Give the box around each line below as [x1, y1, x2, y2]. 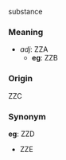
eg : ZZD [8, 129, 35, 139]
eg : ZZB [31, 53, 58, 63]
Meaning [8, 26, 44, 37]
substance [8, 7, 43, 16]
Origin [8, 73, 33, 84]
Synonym [8, 111, 46, 122]
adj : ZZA [19, 45, 49, 54]
